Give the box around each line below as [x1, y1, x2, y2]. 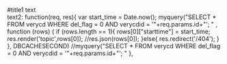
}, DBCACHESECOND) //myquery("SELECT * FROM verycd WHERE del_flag [7, 42, 221, 50]
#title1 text [7, 6, 36, 14]
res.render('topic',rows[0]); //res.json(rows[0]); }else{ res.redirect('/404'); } [7, 35, 220, 43]
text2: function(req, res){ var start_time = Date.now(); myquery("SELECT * [7, 13, 217, 21]
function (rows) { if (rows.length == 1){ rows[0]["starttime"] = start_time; [7, 27, 211, 35]
